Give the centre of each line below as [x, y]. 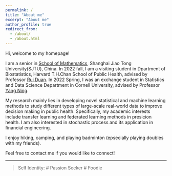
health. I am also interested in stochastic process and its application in [79, 122]
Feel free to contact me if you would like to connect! [60, 153]
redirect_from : [21, 29]
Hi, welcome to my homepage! [38, 53]
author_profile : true [28, 24]
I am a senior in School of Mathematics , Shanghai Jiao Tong [69, 63]
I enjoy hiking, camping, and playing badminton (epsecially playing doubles [84, 138]
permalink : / [19, 10]
